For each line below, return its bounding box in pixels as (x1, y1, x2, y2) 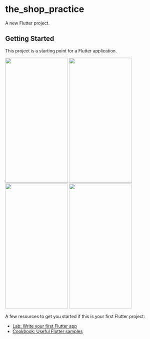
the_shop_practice (5, 3, 84, 15)
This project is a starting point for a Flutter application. (5, 47, 117, 53)
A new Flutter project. (5, 20, 50, 26)
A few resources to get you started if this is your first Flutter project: (5, 313, 145, 319)
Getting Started (5, 34, 54, 43)
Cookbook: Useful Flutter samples (12, 328, 83, 334)
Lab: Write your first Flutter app (12, 323, 77, 329)
